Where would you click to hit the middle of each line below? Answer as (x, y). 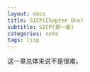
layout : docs (27, 14)
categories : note (33, 34)
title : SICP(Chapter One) (45, 20)
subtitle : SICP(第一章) (41, 27)
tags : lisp (23, 40)
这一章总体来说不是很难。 (45, 61)
